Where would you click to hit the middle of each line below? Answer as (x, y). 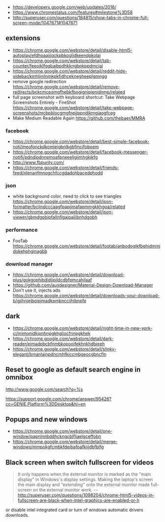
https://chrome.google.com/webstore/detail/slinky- (65, 349)
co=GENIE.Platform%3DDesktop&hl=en (46, 404)
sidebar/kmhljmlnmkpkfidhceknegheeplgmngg (60, 76)
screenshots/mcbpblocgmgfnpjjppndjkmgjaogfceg (64, 113)
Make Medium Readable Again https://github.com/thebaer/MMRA (79, 118)
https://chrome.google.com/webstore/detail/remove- (66, 87)
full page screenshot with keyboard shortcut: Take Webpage (74, 97)
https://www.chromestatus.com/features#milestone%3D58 (73, 12)
